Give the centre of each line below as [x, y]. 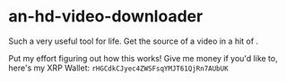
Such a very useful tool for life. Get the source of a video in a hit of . [134, 41]
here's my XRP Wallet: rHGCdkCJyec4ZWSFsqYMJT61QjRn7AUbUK [119, 68]
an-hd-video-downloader [106, 16]
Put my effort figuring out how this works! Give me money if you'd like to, [143, 58]
